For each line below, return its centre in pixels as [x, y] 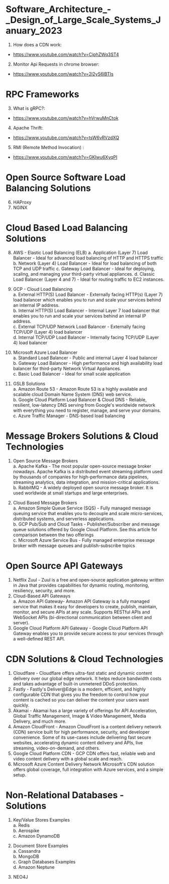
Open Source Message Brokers [46, 461]
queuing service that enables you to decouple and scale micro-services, [88, 513]
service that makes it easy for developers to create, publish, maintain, [85, 606]
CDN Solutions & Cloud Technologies [84, 659]
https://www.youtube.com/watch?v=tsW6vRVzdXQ [66, 138]
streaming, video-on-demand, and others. [56, 748]
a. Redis [21, 825]
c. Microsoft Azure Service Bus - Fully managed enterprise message [84, 540]
